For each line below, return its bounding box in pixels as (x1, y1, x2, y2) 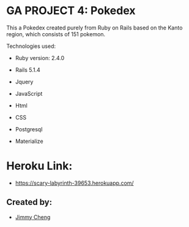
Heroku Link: (6, 159, 73, 173)
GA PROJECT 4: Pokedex (6, 4, 136, 18)
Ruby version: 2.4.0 (15, 54, 65, 61)
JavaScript (15, 90, 43, 97)
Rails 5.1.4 (15, 66, 41, 74)
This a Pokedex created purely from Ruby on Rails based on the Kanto (6, 24, 183, 31)
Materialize (15, 137, 44, 145)
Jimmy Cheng (15, 213, 51, 221)
